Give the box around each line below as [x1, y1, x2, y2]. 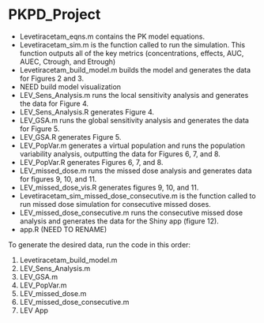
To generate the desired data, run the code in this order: [8, 239, 191, 250]
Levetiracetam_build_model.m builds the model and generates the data [19, 65, 251, 74]
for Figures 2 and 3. [19, 73, 85, 83]
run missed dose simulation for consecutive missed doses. [19, 199, 211, 208]
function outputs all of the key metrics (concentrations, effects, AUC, [19, 48, 244, 58]
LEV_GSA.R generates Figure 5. [19, 132, 122, 141]
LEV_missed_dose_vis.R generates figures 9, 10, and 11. [19, 182, 199, 192]
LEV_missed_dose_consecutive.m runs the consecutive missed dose [19, 208, 243, 217]
